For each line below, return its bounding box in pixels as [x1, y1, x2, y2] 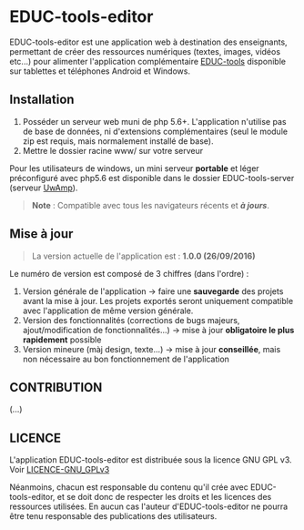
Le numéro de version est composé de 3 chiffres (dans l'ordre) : [9, 268, 249, 279]
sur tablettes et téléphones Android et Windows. [9, 66, 191, 76]
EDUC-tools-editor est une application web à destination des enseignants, [9, 36, 289, 47]
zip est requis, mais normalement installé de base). [22, 135, 214, 147]
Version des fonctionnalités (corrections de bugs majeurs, [22, 314, 240, 325]
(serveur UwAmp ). [9, 182, 78, 193]
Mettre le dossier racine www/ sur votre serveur [22, 145, 204, 156]
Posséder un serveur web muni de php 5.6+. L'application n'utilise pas [22, 116, 287, 127]
